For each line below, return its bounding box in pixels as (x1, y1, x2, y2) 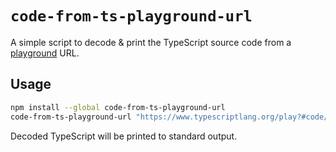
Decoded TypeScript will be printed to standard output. (10, 130, 238, 142)
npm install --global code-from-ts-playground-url (10, 102, 226, 112)
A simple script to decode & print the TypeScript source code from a (10, 36, 292, 48)
